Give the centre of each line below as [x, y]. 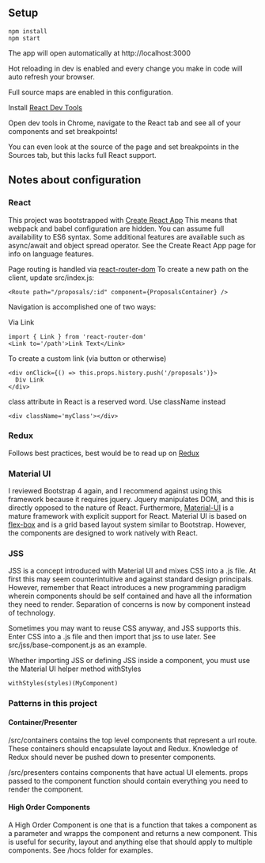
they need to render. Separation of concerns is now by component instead [129, 604]
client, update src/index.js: [51, 278]
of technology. [32, 613]
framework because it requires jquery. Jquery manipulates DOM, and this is [131, 500]
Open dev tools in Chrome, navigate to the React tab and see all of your [125, 123]
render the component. [46, 789]
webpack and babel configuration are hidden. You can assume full [116, 228]
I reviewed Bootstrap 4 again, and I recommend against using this [115, 491]
